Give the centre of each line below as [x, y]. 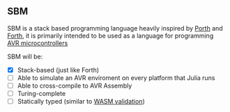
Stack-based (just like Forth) [58, 70]
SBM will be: [25, 56]
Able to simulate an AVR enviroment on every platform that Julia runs [116, 78]
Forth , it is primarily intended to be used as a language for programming [110, 35]
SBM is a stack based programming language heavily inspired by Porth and [115, 28]
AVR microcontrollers [38, 43]
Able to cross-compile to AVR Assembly [75, 86]
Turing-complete [41, 94]
